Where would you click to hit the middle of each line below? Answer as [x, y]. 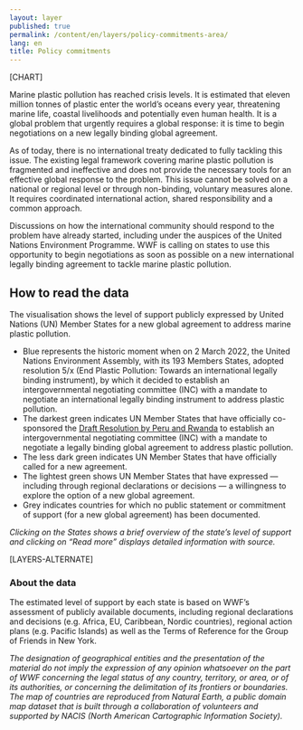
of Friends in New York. [53, 641]
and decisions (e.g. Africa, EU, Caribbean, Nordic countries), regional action [151, 621]
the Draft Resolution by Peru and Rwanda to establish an [170, 428]
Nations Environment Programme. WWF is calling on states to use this [140, 245]
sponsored [43, 428]
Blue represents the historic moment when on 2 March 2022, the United [156, 351]
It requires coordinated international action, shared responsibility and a [141, 199]
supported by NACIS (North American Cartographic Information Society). [146, 716]
